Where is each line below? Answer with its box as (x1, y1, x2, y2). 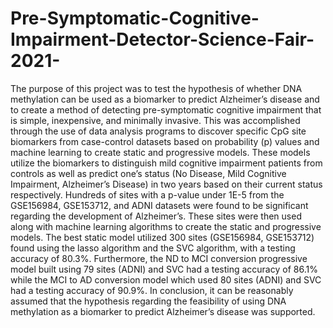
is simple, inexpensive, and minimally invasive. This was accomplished (10, 114, 301, 126)
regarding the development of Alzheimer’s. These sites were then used (10, 210, 302, 222)
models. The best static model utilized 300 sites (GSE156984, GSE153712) (10, 231, 315, 243)
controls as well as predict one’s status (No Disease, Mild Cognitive (10, 167, 287, 179)
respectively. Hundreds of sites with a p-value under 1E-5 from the (10, 188, 285, 201)
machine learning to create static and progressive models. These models (10, 146, 311, 158)
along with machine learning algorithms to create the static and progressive (10, 220, 322, 232)
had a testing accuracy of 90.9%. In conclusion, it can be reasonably (10, 284, 294, 296)
